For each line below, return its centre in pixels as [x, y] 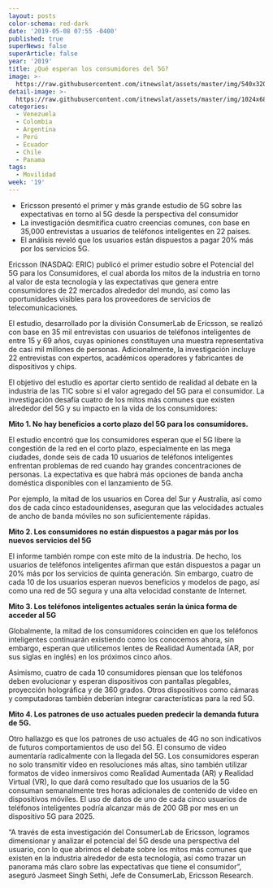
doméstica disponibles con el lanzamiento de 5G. [91, 483]
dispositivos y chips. [43, 366]
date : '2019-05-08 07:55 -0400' [63, 31]
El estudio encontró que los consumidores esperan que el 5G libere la [125, 439]
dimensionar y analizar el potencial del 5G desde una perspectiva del [124, 840]
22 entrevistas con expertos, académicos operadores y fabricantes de [126, 358]
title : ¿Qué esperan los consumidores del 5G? [89, 69]
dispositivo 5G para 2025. [52, 816]
